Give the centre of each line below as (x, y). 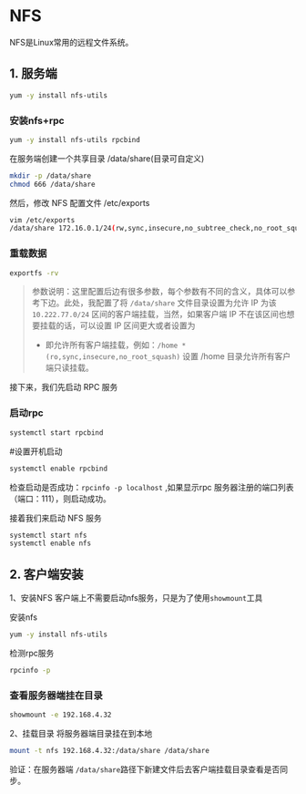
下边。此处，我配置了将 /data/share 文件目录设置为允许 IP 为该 (158, 303)
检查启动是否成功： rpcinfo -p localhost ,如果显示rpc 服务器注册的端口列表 (152, 487)
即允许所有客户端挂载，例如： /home (112, 345)
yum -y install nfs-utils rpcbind (75, 139)
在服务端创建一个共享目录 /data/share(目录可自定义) (107, 158)
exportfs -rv (34, 273)
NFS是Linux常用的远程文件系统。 (71, 42)
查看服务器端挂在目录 (56, 696)
